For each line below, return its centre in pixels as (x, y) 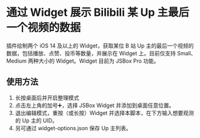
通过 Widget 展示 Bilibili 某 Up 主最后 (98, 12)
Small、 (186, 53)
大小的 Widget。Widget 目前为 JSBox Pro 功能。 (99, 61)
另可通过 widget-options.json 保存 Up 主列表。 (73, 128)
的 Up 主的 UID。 (36, 120)
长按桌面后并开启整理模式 (47, 97)
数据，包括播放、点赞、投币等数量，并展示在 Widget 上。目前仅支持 (91, 53)
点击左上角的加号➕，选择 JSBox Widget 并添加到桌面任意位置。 (95, 105)
